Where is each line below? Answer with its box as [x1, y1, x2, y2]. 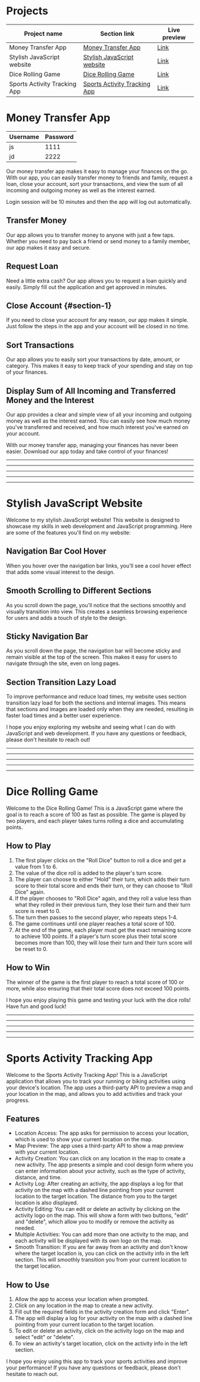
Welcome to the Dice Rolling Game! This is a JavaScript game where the [6, 805, 183, 812]
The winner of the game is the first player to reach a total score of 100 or [6, 979, 185, 986]
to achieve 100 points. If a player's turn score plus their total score [14, 933, 177, 940]
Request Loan [6, 261, 58, 272]
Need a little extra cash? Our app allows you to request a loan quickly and [6, 277, 187, 284]
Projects [6, 4, 49, 18]
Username [9, 132, 40, 141]
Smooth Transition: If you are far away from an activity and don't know [14, 1244, 188, 1251]
